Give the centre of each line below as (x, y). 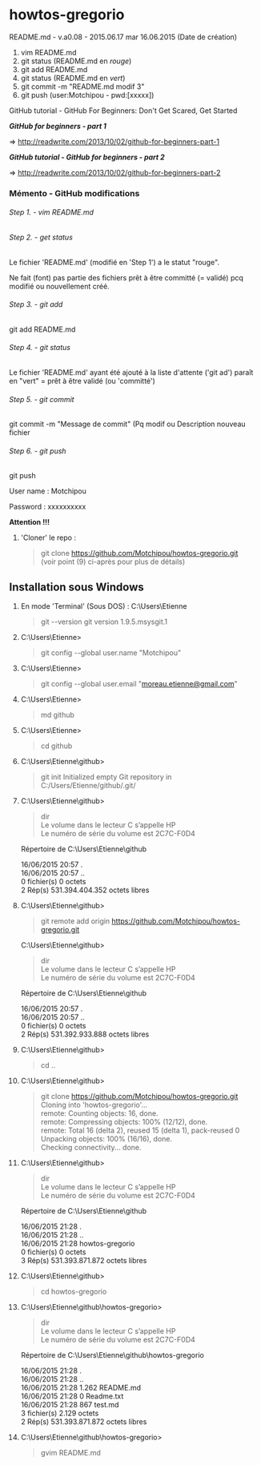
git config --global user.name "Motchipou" (111, 653)
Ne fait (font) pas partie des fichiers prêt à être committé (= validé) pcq (126, 277)
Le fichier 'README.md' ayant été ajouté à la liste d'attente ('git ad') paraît (131, 372)
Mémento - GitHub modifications (74, 193)
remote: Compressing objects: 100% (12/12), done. (124, 1122)
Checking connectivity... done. (91, 1148)
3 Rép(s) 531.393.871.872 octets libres (84, 1261)
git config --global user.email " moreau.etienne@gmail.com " (139, 684)
